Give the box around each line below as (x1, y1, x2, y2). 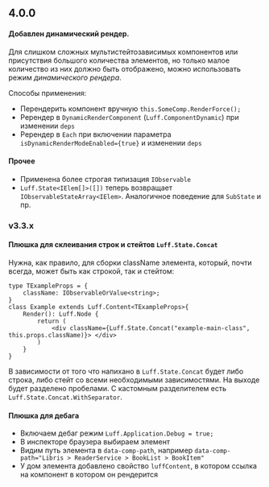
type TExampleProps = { (8, 282, 89, 290)
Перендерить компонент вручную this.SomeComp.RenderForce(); (19, 104, 242, 113)
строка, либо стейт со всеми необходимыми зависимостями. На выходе (8, 374, 260, 385)
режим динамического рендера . (8, 72, 122, 82)
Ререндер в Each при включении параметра (19, 129, 172, 139)
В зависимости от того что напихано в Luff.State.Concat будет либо (8, 366, 244, 376)
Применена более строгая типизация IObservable (19, 174, 192, 184)
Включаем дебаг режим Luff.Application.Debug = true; (19, 428, 214, 438)
